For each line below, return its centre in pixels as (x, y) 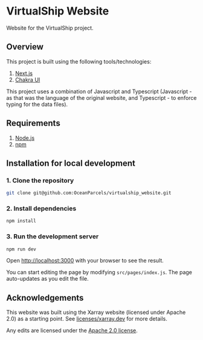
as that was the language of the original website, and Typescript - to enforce (101, 97)
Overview (25, 47)
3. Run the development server (53, 237)
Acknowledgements (45, 298)
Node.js (25, 138)
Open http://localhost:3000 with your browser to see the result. (85, 261)
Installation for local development (71, 163)
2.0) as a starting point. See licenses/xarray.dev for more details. (87, 319)
